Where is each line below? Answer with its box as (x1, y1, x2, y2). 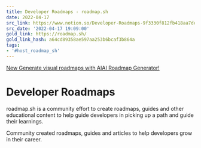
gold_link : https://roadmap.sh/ (6, 31, 87, 37)
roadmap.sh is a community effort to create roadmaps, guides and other (6, 105, 184, 112)
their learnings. (6, 117, 44, 125)
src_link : (6, 20, 31, 26)
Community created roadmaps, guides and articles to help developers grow (6, 129, 193, 137)
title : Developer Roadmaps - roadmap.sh (6, 8, 109, 15)
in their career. (6, 135, 42, 143)
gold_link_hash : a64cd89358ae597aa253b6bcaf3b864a (6, 37, 135, 43)
